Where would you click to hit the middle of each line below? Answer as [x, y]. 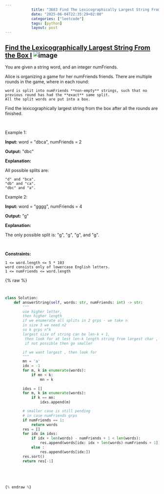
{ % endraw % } [18, 487]
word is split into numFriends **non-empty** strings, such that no [76, 90]
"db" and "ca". [20, 183]
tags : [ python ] [47, 23]
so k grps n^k [37, 330]
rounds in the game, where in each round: [47, 82]
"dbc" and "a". [20, 188]
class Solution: [21, 298]
